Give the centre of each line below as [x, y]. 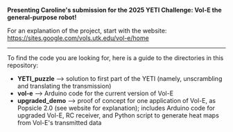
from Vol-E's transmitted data [59, 123]
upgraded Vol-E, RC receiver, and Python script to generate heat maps [118, 115]
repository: [23, 65]
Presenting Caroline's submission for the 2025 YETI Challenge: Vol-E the [114, 10]
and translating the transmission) [64, 86]
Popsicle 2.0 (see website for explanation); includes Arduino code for [116, 108]
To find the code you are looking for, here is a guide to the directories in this [115, 58]
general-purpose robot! [42, 17]
